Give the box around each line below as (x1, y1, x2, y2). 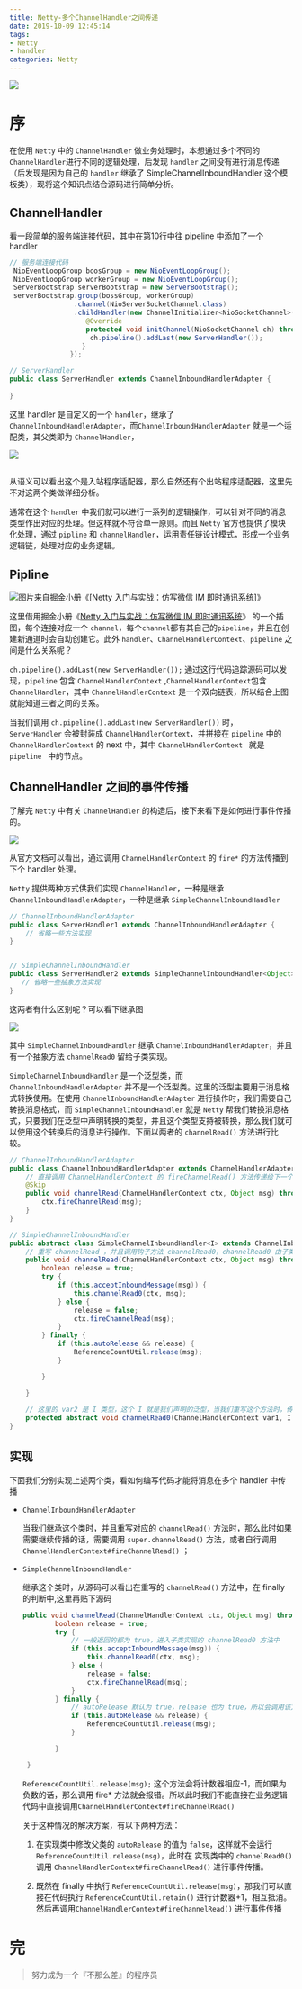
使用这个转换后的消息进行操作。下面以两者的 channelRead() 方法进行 (16, 1126, 271, 1137)
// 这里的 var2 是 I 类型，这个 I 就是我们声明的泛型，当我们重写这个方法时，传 (25, 1406, 294, 1415)
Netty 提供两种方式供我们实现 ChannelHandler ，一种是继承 (9, 882, 225, 893)
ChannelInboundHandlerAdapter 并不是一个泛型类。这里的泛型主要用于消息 (9, 1081, 282, 1092)
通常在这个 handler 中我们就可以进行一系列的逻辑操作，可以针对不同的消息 (9, 506, 286, 518)
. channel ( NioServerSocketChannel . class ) (73, 300, 227, 309)
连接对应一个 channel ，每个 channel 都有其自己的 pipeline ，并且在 (40, 622, 281, 633)
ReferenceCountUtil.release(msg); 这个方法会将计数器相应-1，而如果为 (22, 1777, 287, 1788)
